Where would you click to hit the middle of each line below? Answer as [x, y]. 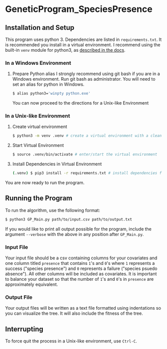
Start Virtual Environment [38, 145]
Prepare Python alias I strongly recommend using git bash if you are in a [86, 74]
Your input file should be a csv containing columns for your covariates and [81, 258]
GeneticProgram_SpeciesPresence [79, 9]
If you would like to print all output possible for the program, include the [78, 229]
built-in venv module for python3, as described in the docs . [65, 50]
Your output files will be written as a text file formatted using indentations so [83, 308]
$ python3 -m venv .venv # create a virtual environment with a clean [87, 136]
